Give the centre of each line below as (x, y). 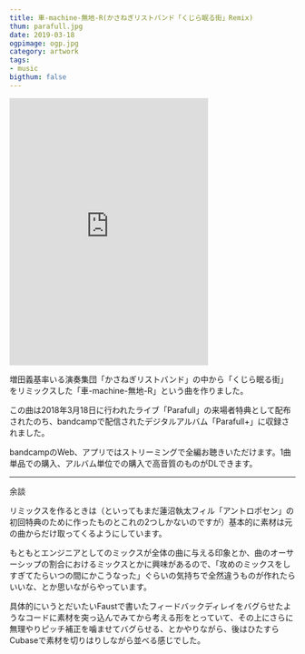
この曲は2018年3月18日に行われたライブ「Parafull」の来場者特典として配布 (150, 409)
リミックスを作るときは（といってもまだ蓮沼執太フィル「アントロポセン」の (152, 510)
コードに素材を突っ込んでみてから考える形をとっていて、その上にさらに (159, 617)
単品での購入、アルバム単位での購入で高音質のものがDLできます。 (133, 463)
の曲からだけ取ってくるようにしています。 (88, 533)
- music (24, 69)
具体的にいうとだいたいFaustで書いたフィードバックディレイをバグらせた (147, 606)
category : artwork (44, 52)
